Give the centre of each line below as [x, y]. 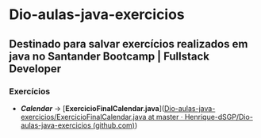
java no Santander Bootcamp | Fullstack [109, 56]
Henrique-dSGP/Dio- [219, 117]
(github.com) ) [115, 125]
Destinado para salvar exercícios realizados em [129, 44]
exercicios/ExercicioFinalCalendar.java [83, 117]
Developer [35, 69]
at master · [165, 117]
